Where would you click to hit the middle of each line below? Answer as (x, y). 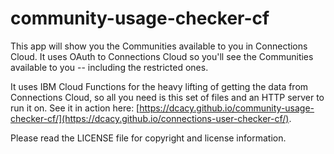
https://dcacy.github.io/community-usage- (227, 108)
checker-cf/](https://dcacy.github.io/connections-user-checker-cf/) (150, 118)
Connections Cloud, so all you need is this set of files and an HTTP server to (167, 97)
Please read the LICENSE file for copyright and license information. (148, 138)
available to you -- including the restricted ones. (109, 67)
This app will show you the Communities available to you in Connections (159, 46)
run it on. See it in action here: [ (75, 108)
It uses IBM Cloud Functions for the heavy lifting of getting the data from (159, 86)
